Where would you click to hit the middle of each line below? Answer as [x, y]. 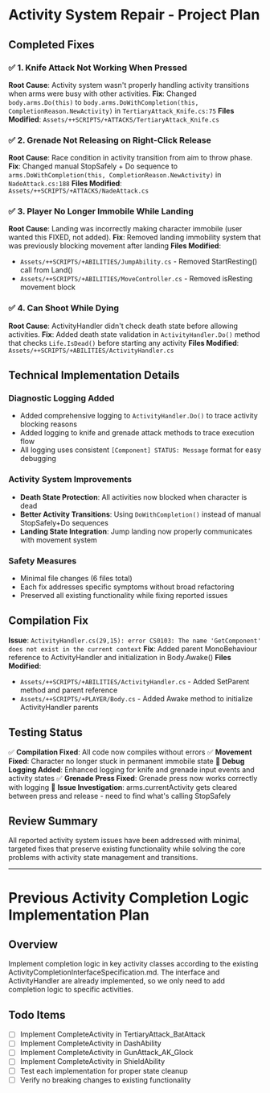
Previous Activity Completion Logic [129, 898]
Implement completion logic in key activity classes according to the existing [133, 964]
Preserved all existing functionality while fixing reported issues [124, 596]
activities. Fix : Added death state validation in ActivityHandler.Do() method [134, 334]
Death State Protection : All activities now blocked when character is [133, 497]
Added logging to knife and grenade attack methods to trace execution [137, 433]
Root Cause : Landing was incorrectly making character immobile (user [125, 229]
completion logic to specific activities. [71, 990]
